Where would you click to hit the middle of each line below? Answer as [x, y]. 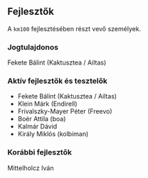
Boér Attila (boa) [42, 119]
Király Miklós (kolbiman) [53, 134]
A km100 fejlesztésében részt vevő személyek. [74, 28]
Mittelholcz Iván [31, 168]
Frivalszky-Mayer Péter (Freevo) [65, 111]
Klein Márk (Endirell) [47, 104]
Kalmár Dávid [37, 126]
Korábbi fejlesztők [40, 152]
